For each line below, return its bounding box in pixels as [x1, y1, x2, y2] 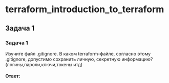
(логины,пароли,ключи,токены [5, 61, 73, 67]
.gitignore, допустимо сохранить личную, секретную [5, 56, 121, 62]
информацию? [121, 56, 153, 62]
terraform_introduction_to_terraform [5, 4, 164, 15]
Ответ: [5, 73, 20, 79]
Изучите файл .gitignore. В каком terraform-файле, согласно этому [5, 50, 151, 57]
